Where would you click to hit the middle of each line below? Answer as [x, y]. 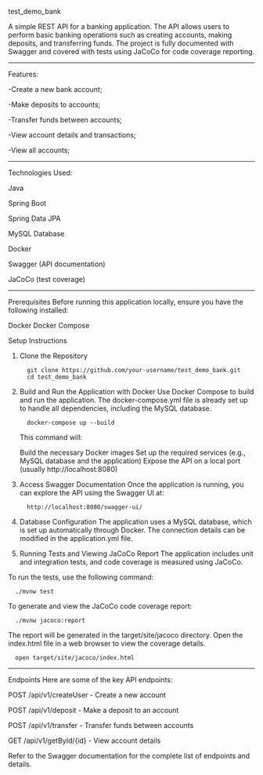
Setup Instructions [38, 340]
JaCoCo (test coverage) [47, 279]
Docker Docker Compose [49, 325]
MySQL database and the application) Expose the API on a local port [130, 461]
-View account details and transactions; [72, 135]
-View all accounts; [39, 150]
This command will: [51, 437]
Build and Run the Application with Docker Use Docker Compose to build [137, 391]
